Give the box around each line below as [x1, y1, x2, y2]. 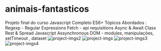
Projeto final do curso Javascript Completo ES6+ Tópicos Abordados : [5, 20, 147, 25]
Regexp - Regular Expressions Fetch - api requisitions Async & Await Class [5, 25, 156, 30]
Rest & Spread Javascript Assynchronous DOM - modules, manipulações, [5, 30, 154, 36]
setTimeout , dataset [5, 35, 47, 41]
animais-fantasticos [5, 3, 89, 15]
